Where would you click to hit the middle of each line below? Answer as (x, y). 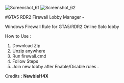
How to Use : (18, 36)
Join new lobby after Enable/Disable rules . (55, 67)
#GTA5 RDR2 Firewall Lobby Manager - (45, 17)
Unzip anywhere (29, 51)
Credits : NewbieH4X (27, 76)
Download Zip (26, 46)
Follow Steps (25, 61)
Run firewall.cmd (29, 56)
